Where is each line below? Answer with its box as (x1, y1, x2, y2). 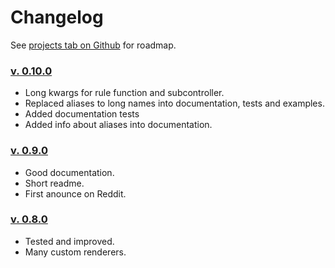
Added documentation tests (24, 108, 140, 120)
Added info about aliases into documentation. (24, 119, 213, 131)
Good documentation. (24, 166, 115, 178)
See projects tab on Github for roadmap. (10, 39, 177, 51)
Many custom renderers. (24, 246, 127, 258)
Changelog (10, 6, 104, 29)
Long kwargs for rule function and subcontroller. (24, 87, 225, 99)
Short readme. (24, 177, 85, 189)
